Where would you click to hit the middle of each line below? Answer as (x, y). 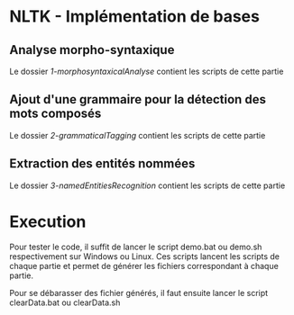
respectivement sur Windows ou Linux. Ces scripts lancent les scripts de (145, 256)
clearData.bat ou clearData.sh (65, 302)
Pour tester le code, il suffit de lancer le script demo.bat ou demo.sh (136, 247)
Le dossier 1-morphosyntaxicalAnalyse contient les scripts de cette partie (147, 71)
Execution (48, 221)
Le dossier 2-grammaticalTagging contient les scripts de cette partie (138, 135)
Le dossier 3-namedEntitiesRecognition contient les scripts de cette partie (147, 185)
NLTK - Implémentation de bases (134, 17)
